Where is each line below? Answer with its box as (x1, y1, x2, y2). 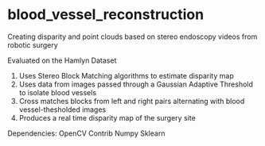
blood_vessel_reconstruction (7, 6, 205, 24)
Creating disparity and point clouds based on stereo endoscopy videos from (7, 32, 258, 41)
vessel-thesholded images (18, 105, 107, 114)
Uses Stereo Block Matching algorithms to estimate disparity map (18, 71, 234, 80)
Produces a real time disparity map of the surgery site (18, 113, 196, 122)
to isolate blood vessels (18, 87, 97, 97)
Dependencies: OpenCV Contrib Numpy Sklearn (7, 129, 166, 138)
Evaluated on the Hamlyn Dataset (7, 56, 117, 65)
